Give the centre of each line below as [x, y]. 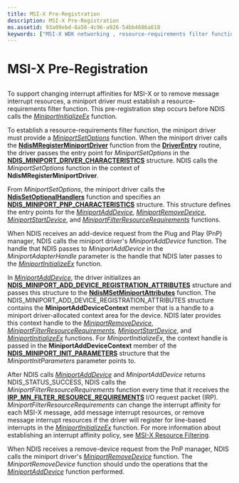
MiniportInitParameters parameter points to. [72, 360]
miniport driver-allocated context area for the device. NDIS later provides [114, 315]
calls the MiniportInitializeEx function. [62, 116]
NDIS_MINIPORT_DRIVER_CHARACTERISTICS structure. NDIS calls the [113, 160]
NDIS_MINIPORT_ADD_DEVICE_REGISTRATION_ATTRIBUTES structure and [119, 285]
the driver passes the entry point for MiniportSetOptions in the [99, 152]
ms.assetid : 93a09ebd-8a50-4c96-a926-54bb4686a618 [84, 27]
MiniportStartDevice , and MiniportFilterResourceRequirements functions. [114, 219]
